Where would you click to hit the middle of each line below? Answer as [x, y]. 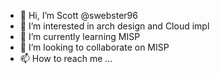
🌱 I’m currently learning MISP [80, 36]
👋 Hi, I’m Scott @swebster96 [78, 15]
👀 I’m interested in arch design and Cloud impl [114, 26]
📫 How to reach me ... [66, 58]
